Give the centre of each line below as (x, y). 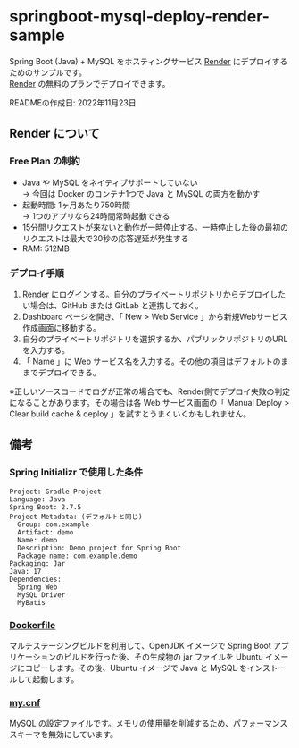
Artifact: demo (46, 532)
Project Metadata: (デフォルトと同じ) (76, 517)
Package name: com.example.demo (78, 556)
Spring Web (37, 587)
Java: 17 (25, 571)
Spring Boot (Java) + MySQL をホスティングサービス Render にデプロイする (149, 61)
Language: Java (37, 499)
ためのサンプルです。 (48, 72)
